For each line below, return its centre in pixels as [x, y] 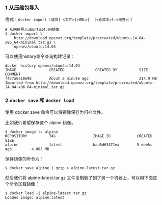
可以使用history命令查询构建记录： [40, 56]
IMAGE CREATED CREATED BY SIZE [77, 70]
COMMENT [13, 75]
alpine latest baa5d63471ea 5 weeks [79, 145]
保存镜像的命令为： [25, 158]
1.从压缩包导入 [22, 7]
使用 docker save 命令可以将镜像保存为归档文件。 [55, 112]
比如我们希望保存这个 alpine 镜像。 [40, 122]
